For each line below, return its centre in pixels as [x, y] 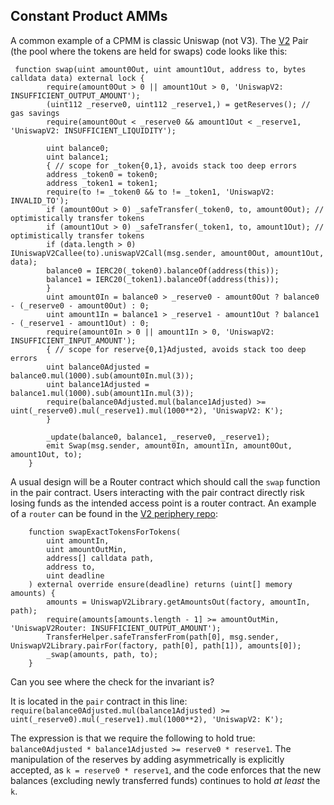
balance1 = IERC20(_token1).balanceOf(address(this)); [163, 279]
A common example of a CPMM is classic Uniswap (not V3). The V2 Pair [159, 40]
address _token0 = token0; [102, 174]
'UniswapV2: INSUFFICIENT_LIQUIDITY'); [93, 130]
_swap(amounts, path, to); [102, 654]
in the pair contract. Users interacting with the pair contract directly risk [157, 492]
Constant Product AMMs [89, 16]
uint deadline [75, 575]
